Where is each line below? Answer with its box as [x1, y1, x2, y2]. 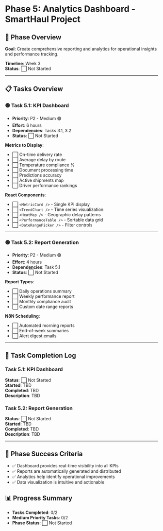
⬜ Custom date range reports [12, 304, 74, 309]
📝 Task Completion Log [5, 351, 76, 360]
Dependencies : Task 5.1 [12, 264, 61, 270]
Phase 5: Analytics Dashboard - [5, 3, 136, 15]
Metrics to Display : [5, 142, 44, 148]
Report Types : [5, 278, 34, 285]
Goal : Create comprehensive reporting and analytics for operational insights [5, 46, 157, 51]
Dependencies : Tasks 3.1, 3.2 [12, 127, 72, 133]
